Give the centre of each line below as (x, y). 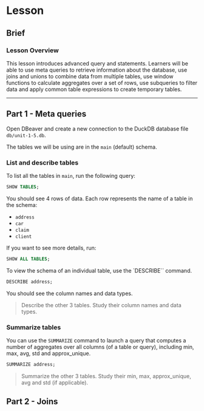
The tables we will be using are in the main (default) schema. (82, 147)
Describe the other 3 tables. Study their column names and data (101, 305)
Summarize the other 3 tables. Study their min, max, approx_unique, (106, 376)
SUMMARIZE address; (31, 364)
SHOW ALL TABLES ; (28, 259)
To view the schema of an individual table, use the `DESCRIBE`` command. (99, 270)
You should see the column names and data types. (70, 293)
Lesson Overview (32, 50)
